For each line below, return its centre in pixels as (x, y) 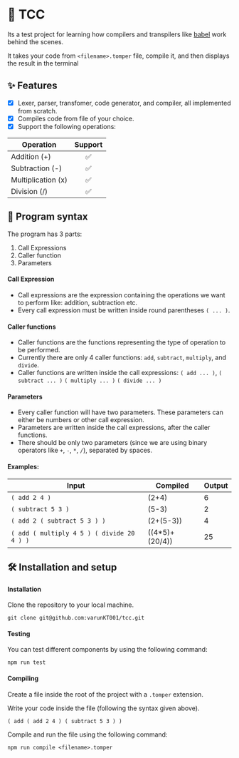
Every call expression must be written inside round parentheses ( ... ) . (124, 310)
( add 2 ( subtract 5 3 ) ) (58, 521)
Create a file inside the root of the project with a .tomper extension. (106, 694)
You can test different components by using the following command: (107, 650)
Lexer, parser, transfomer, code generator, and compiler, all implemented (124, 103)
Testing (19, 633)
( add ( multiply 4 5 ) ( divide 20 (73, 533)
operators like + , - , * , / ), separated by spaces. (85, 450)
